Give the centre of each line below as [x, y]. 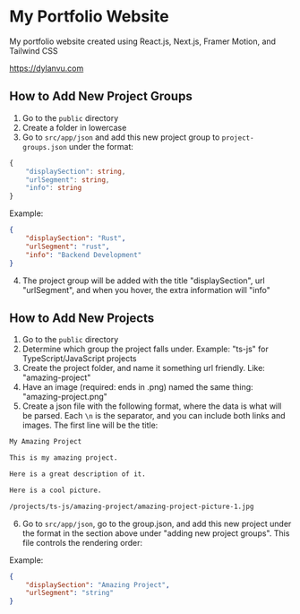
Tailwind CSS [34, 50]
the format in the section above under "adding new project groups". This [156, 533]
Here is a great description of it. [77, 474]
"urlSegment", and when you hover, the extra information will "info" [146, 290]
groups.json [44, 147]
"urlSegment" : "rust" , [68, 246]
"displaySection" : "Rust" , [76, 238]
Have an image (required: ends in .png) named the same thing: [137, 387]
